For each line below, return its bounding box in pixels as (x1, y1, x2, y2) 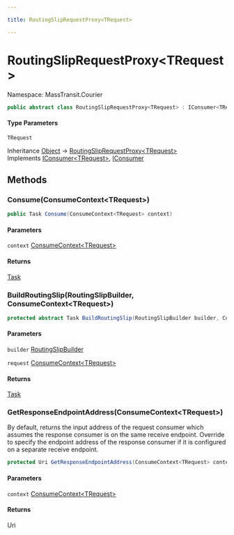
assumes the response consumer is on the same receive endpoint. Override (7, 431, 225, 439)
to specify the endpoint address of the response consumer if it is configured (7, 438, 226, 447)
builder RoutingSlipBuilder (7, 345, 84, 353)
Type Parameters (7, 119, 58, 127)
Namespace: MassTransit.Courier (7, 90, 103, 98)
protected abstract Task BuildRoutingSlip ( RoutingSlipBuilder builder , (7, 314, 219, 321)
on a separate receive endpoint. (7, 445, 99, 453)
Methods (7, 174, 47, 186)
